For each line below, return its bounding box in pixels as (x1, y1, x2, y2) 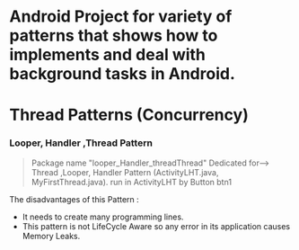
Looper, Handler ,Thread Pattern (9, 137, 153, 149)
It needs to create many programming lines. (22, 211, 184, 222)
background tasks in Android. (9, 64, 235, 85)
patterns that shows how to (9, 25, 218, 46)
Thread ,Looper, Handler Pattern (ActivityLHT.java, (31, 166, 219, 177)
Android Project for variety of (9, 6, 233, 27)
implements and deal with (9, 45, 207, 65)
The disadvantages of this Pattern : (9, 193, 139, 204)
